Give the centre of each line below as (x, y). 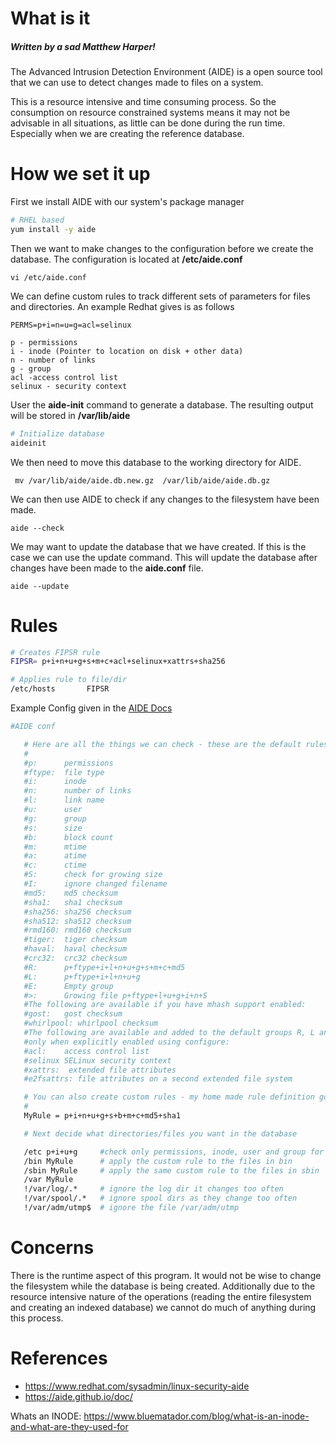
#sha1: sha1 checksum (73, 902)
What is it (50, 18)
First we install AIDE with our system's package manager (127, 202)
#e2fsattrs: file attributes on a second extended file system (158, 1079)
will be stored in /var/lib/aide (70, 415)
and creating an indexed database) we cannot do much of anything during (163, 1307)
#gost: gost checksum (73, 1014)
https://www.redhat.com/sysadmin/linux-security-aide (137, 1386)
